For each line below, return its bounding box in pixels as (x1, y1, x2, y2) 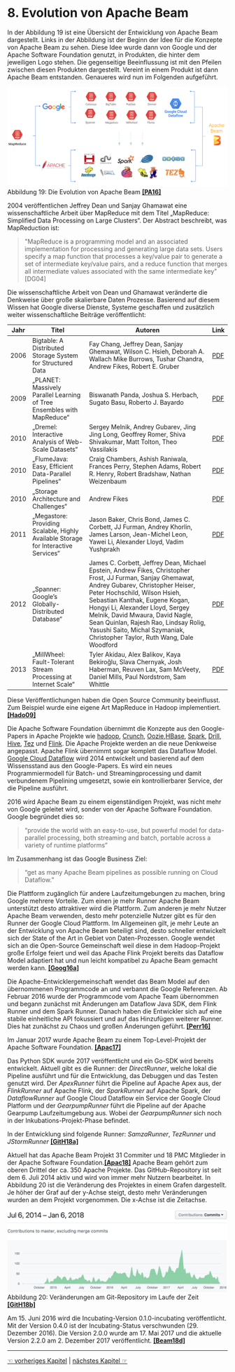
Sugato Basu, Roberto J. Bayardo (88, 398, 184, 406)
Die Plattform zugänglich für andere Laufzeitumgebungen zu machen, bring (7, 889, 225, 897)
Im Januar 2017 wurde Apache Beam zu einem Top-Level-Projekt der (7, 1035, 206, 1044)
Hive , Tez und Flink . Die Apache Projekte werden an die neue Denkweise (7, 739, 217, 748)
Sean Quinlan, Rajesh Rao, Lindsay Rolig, (88, 619, 206, 627)
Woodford (88, 640, 118, 650)
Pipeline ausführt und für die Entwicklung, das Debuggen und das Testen (7, 1071, 218, 1080)
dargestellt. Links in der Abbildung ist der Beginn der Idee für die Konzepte (7, 35, 222, 43)
